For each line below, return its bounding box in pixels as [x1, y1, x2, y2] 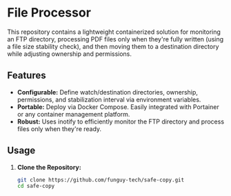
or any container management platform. [17, 110, 130, 118]
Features [7, 70, 46, 81]
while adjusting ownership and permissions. [7, 50, 132, 58]
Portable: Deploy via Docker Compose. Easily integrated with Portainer [17, 102, 219, 111]
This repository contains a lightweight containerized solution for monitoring [7, 28, 221, 36]
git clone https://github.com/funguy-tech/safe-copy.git [17, 176, 185, 184]
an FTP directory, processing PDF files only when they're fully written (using [7, 35, 224, 43]
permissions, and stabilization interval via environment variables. [17, 95, 201, 104]
